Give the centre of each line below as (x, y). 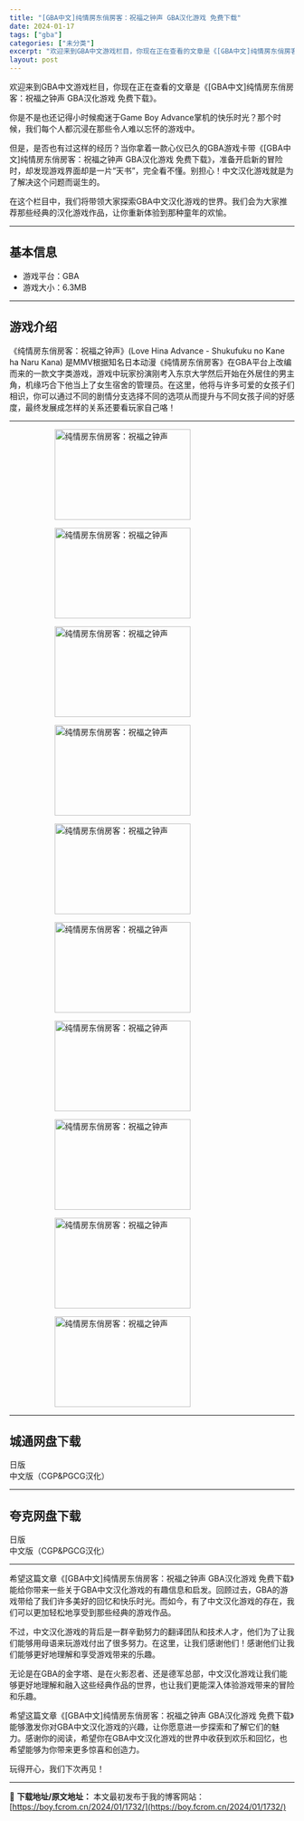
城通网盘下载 (45, 1442)
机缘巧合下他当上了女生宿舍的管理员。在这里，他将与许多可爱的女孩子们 (160, 384)
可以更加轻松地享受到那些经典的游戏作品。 (96, 1613)
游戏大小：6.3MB (55, 287)
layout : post (34, 60)
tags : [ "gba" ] (36, 34)
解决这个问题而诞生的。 (61, 182)
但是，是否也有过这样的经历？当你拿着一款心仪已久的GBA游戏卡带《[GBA (146, 148)
